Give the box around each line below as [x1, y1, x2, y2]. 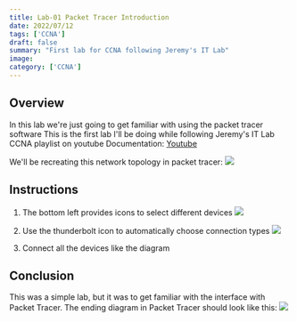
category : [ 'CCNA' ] [9, 63, 82, 72]
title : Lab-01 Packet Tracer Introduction [9, 12, 169, 22]
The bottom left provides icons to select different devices [21, 206, 234, 218]
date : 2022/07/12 [9, 21, 74, 30]
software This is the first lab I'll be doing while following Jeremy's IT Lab [9, 128, 275, 139]
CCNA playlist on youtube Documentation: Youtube [9, 138, 198, 149]
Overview [9, 95, 65, 111]
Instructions [9, 182, 78, 197]
